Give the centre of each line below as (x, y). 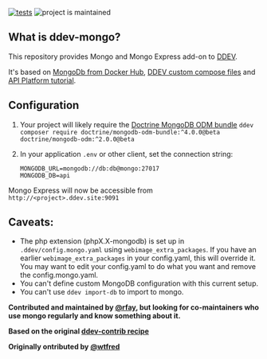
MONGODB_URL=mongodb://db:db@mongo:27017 (89, 168)
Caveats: (31, 222)
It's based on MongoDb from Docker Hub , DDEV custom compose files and (132, 72)
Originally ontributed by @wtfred (64, 347)
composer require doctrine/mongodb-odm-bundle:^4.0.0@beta (120, 132)
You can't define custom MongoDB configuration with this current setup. (139, 283)
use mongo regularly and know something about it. (94, 316)
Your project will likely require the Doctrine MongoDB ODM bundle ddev (136, 124)
